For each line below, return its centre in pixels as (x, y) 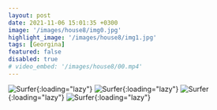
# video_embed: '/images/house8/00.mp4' (76, 67)
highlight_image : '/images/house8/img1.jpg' (82, 37)
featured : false (35, 52)
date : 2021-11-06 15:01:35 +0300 (63, 23)
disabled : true (33, 60)
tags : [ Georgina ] (37, 45)
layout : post (30, 15)
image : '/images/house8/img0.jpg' (65, 30)
